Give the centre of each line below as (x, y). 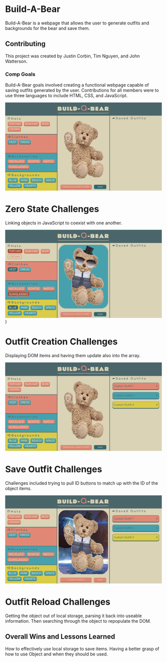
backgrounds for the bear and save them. (48, 28)
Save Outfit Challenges (54, 469)
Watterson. (16, 61)
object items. (18, 488)
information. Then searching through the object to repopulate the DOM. (78, 621)
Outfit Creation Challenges (61, 342)
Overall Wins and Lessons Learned (60, 637)
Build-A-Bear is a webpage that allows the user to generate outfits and (77, 23)
